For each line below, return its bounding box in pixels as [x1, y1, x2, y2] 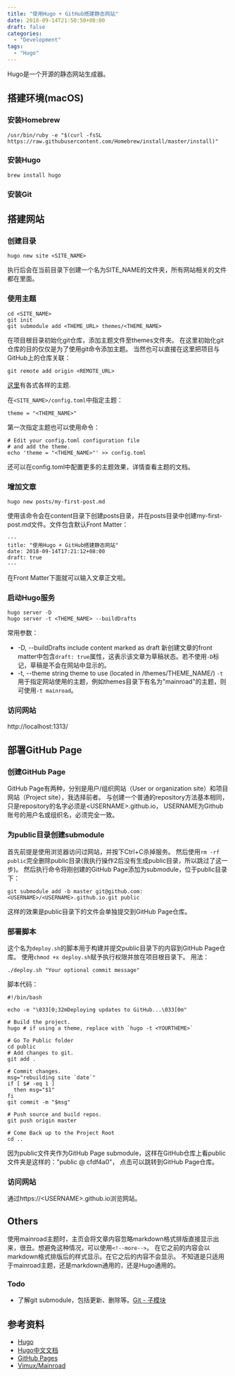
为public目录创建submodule [7, 830, 105, 840]
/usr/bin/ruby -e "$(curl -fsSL [7, 132, 102, 139]
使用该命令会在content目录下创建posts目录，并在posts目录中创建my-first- [7, 512, 223, 520]
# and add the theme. [7, 443, 71, 450]
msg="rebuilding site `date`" [7, 1074, 96, 1081]
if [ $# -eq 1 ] [7, 1080, 55, 1087]
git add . [7, 1055, 37, 1063]
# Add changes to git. [7, 1049, 74, 1056]
